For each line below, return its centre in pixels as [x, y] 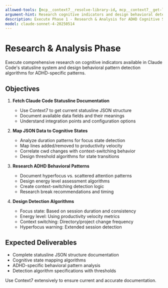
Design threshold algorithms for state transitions [69, 156]
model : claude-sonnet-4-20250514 [40, 24]
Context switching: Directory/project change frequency [76, 221]
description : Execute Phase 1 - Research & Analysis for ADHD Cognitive [82, 19]
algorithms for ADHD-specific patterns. [45, 73]
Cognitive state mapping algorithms [49, 260]
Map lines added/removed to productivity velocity [71, 146]
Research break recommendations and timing [67, 191]
